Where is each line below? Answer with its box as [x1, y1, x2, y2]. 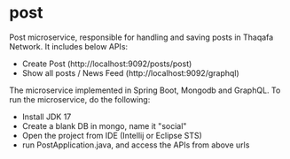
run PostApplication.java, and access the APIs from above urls [21, 140, 250, 150]
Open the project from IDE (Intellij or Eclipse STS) [21, 130, 202, 140]
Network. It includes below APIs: [9, 41, 129, 51]
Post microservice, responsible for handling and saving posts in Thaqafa [9, 32, 274, 42]
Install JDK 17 [21, 111, 72, 122]
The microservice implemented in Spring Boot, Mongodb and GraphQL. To [9, 85, 281, 95]
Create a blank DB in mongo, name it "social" [21, 120, 187, 131]
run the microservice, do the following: [9, 94, 151, 104]
